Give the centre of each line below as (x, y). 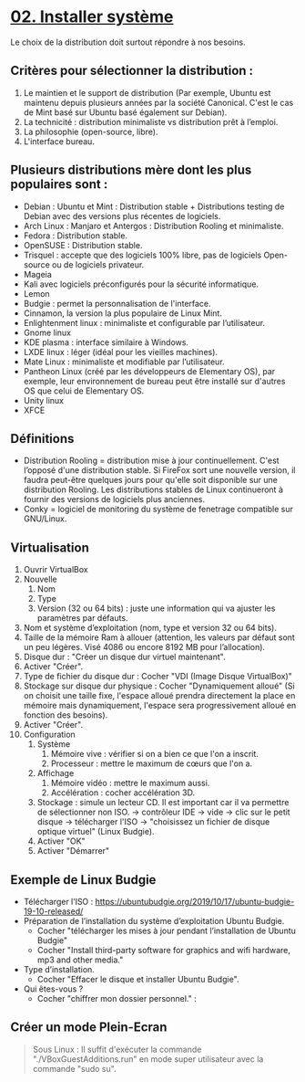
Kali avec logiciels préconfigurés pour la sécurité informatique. (141, 284)
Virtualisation (50, 547)
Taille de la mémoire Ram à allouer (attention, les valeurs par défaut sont (159, 637)
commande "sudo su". (74, 1068)
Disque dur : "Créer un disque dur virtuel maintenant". (124, 657)
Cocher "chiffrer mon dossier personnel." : (117, 998)
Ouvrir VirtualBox (56, 570)
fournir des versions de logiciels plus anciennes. (114, 499)
